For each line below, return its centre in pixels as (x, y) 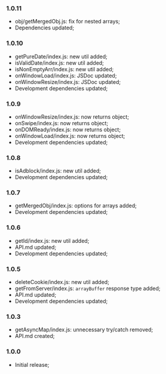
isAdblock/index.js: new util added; (58, 171)
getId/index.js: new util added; (52, 240)
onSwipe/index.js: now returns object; (62, 123)
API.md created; (35, 336)
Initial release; (32, 364)
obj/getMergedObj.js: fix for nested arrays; (67, 22)
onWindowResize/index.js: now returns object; (72, 117)
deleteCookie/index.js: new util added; (62, 282)
